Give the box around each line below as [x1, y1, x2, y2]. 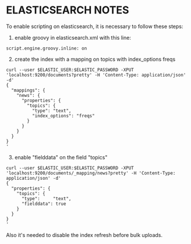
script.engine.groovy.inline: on [6, 45, 87, 51]
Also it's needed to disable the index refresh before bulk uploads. [6, 231, 163, 238]
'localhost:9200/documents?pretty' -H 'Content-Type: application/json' [6, 72, 186, 78]
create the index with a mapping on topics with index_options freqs [14, 55, 176, 62]
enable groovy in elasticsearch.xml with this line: [14, 34, 131, 41]
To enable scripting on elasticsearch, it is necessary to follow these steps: [6, 23, 183, 30]
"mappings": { [11, 87, 45, 93]
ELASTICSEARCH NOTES [6, 4, 129, 17]
